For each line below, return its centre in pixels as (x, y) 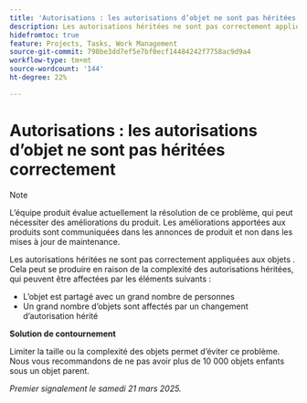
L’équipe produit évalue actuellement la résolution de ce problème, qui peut (151, 212)
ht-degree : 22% (38, 78)
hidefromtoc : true (44, 35)
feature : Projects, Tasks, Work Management (94, 43)
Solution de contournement (63, 334)
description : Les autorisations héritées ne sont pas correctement (141, 27)
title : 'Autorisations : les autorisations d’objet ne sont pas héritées (153, 18)
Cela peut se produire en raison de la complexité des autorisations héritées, (152, 269)
